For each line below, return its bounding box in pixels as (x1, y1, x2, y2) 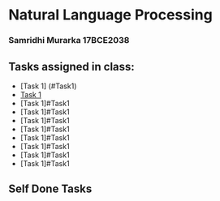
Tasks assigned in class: (8, 59, 136, 74)
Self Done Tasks (8, 182, 93, 196)
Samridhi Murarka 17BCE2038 (8, 35, 130, 46)
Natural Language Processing (8, 6, 213, 24)
